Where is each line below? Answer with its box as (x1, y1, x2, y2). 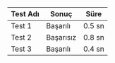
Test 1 (11, 21, 32, 30)
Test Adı (11, 9, 40, 18)
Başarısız (46, 33, 77, 42)
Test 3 (11, 44, 32, 54)
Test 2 (11, 33, 32, 42)
